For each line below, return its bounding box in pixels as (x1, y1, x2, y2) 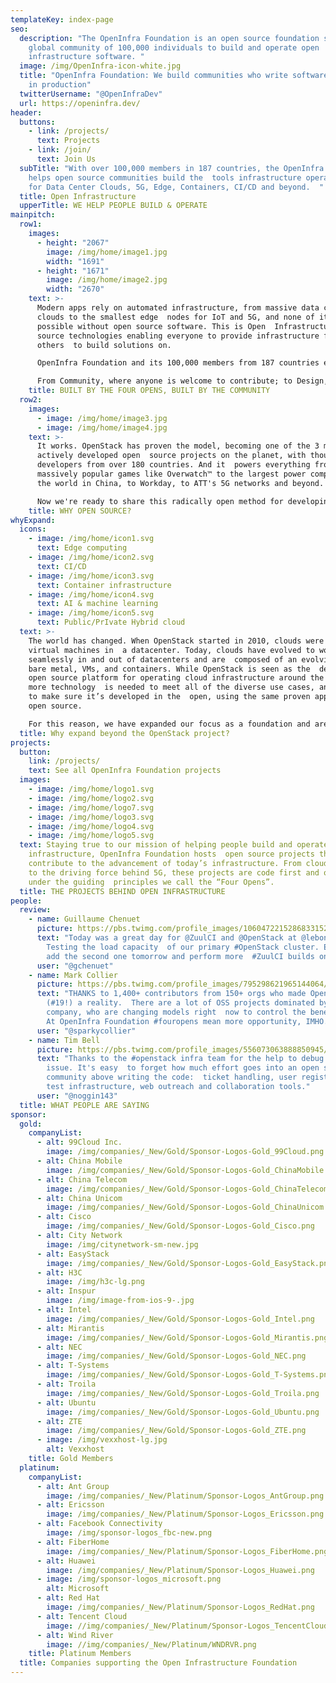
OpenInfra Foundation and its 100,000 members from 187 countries (36, 358, 320, 368)
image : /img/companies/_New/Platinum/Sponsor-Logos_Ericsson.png (46, 1509, 325, 1520)
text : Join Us (36, 154, 97, 164)
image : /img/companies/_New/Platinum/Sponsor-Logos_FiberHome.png (46, 1546, 329, 1556)
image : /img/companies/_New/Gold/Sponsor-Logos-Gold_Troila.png (46, 1388, 320, 1398)
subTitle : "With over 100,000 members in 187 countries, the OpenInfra (19, 163, 325, 173)
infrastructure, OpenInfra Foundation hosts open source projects (28, 849, 315, 860)
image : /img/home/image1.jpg (46, 247, 168, 257)
